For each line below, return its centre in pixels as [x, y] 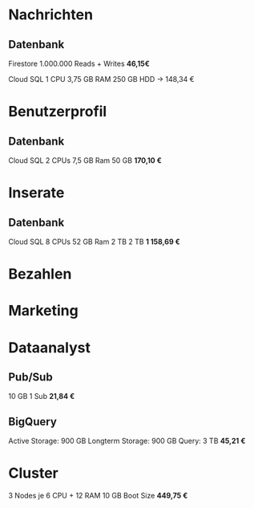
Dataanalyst [49, 347]
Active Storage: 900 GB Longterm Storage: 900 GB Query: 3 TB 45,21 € [127, 441]
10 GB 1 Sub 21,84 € [42, 396]
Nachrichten [51, 15]
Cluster [33, 473]
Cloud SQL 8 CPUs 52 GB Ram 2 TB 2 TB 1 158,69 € [94, 242]
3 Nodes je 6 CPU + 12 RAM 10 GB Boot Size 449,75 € [98, 496]
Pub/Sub [31, 377]
